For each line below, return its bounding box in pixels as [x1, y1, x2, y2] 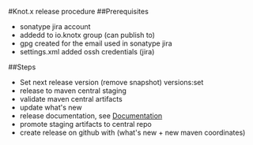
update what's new [19, 102, 82, 112]
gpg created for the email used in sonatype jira [19, 39, 172, 48]
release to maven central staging [19, 86, 126, 95]
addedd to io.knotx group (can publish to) [19, 31, 156, 39]
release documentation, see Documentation [19, 111, 163, 121]
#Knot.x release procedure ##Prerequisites [8, 7, 149, 16]
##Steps [8, 62, 36, 72]
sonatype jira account [19, 22, 91, 31]
